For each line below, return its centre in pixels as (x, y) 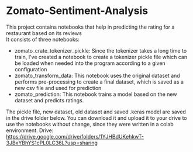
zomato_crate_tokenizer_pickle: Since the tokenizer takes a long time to (101, 50)
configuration (31, 69)
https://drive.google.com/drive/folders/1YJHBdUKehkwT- (75, 136)
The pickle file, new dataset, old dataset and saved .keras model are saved (96, 112)
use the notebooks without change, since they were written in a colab (90, 124)
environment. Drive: (30, 130)
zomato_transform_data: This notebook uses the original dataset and (97, 75)
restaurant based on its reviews (44, 33)
